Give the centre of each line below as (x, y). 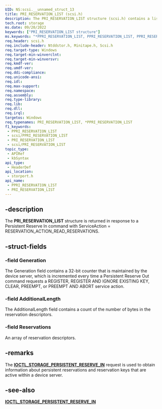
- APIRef (16, 154)
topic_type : (17, 149)
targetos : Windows (23, 118)
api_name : (15, 181)
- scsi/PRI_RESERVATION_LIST (36, 145)
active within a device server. (34, 375)
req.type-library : (23, 100)
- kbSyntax (18, 158)
